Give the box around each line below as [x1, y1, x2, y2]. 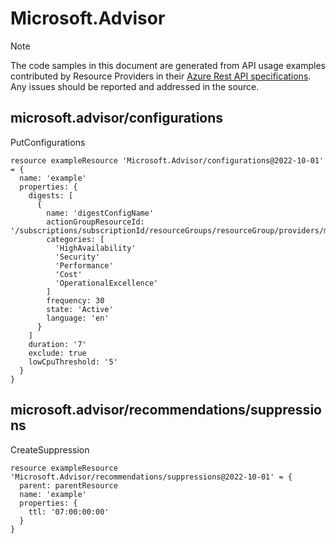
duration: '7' [28, 339, 87, 349]
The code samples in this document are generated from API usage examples [10, 59, 326, 71]
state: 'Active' [46, 304, 114, 314]
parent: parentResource [19, 480, 118, 491]
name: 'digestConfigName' [46, 208, 155, 218]
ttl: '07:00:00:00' [28, 507, 110, 517]
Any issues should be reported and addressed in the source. [10, 80, 260, 92]
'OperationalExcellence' [54, 278, 159, 288]
